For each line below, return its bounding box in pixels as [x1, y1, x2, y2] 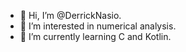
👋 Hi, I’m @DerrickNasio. [19, 10, 122, 21]
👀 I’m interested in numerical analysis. [19, 20, 177, 32]
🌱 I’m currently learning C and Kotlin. [19, 31, 172, 42]
